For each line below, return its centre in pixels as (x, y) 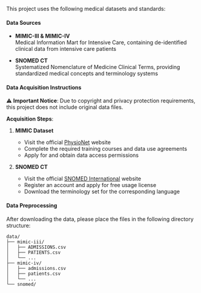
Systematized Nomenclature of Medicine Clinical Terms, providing (97, 67)
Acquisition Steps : (30, 119)
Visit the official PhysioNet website (67, 142)
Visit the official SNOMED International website (82, 179)
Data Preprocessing (32, 206)
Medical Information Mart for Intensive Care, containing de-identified (101, 42)
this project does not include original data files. (65, 107)
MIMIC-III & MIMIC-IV (42, 36)
